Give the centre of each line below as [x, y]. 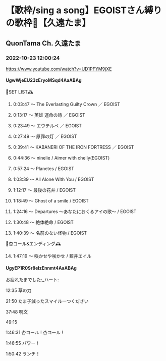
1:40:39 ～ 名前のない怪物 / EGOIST [50, 233]
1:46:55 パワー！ [23, 343]
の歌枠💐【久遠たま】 [48, 23]
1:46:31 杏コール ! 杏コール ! [35, 332]
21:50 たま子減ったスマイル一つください [47, 301]
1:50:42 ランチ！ [23, 354]
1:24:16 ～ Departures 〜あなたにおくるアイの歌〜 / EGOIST [75, 212]
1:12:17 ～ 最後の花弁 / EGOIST [44, 190]
